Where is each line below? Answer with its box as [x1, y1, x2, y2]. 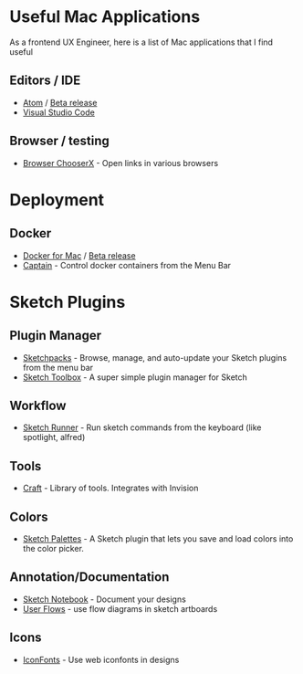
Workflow [9, 397, 67, 413]
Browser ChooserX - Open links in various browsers [22, 157, 219, 168]
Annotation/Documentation [9, 569, 170, 585]
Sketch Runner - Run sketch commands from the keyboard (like [22, 422, 262, 433]
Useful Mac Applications [9, 6, 201, 27]
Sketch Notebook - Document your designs [22, 594, 187, 605]
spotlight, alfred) [22, 432, 86, 443]
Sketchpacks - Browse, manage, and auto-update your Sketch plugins [22, 352, 287, 363]
